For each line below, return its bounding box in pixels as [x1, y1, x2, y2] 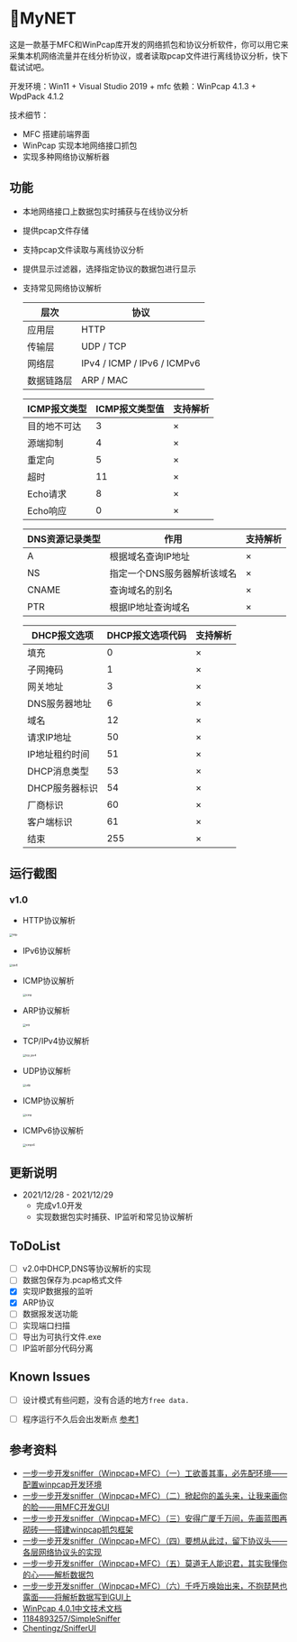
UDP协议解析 [22, 1065, 72, 1076]
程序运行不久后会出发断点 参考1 [22, 1413, 139, 1424]
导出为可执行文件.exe [22, 1331, 102, 1342]
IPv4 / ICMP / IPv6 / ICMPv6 [80, 356, 201, 369]
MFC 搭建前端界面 [22, 128, 90, 139]
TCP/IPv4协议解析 [22, 1035, 90, 1046]
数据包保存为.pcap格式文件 [22, 1275, 123, 1286]
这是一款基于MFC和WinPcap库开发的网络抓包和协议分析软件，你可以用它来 [9, 39, 290, 50]
